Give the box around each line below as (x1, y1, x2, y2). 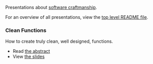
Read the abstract (12, 48, 50, 54)
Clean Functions (5, 26, 47, 34)
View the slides (12, 53, 45, 60)
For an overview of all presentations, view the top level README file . (5, 14, 148, 20)
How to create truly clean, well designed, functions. (5, 38, 113, 45)
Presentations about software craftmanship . (5, 5, 98, 10)
